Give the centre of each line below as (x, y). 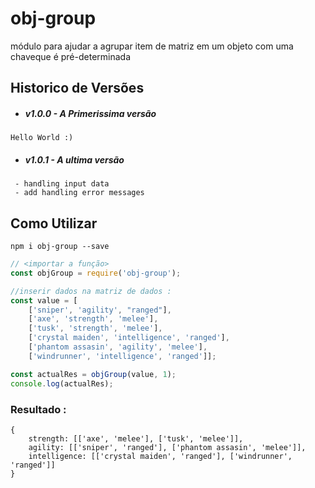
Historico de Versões (77, 88)
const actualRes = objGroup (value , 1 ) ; (93, 374)
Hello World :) (42, 138)
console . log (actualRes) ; (62, 383)
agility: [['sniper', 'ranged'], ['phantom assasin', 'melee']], (167, 447)
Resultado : (38, 409)
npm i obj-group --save (60, 247)
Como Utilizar (54, 223)
